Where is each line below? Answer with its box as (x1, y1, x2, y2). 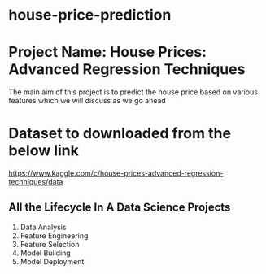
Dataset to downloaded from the (8, 124, 232, 143)
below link (8, 141, 79, 160)
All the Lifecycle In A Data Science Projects (8, 201, 231, 215)
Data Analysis (20, 222, 67, 232)
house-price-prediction (8, 6, 172, 24)
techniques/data (8, 177, 63, 187)
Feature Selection (20, 239, 80, 249)
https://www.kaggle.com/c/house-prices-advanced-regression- (8, 168, 224, 178)
